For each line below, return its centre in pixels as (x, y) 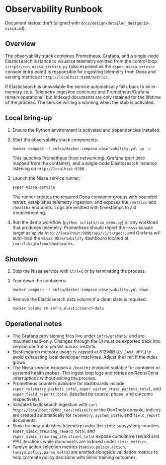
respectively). (26, 399)
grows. (19, 362)
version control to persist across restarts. (54, 346)
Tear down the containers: (39, 281)
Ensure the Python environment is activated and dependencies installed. (86, 130)
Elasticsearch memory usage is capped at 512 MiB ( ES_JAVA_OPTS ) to (82, 352)
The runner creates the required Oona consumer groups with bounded (84, 197)
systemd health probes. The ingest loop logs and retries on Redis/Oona (85, 373)
